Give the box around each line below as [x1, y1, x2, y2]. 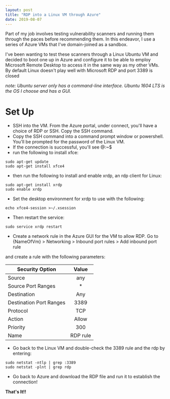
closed [5, 73, 19, 79]
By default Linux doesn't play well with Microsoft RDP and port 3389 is [5, 67, 153, 74]
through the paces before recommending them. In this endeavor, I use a [5, 36, 156, 42]
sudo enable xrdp [5, 187, 42, 192]
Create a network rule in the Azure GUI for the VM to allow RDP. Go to [12, 233, 159, 239]
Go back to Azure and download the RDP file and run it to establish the [12, 374, 160, 380]
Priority [8, 324, 25, 331]
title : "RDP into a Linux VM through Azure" [5, 12, 101, 17]
